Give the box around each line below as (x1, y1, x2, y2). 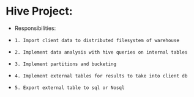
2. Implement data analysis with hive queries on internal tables (14, 49, 188, 56)
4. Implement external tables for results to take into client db (14, 73, 188, 79)
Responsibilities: (14, 24, 56, 32)
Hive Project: (6, 4, 73, 18)
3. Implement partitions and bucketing (14, 61, 117, 67)
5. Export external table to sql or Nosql (14, 84, 125, 91)
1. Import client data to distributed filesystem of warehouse (14, 37, 180, 43)
